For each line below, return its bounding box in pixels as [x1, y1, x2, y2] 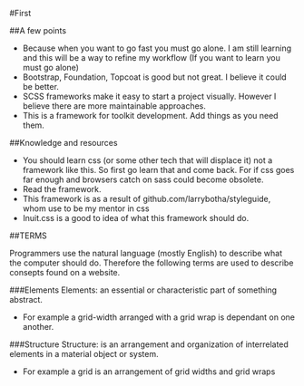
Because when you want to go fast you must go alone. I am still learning [22, 43, 292, 53]
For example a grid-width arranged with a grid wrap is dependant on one [22, 312, 295, 323]
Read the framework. [22, 184, 102, 194]
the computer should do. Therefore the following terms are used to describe [9, 257, 294, 268]
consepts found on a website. [9, 267, 121, 277]
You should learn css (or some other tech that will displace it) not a [22, 155, 273, 166]
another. [22, 322, 54, 332]
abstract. [9, 294, 44, 304]
